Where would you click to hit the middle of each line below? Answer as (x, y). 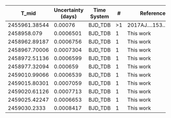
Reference (153, 13)
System (99, 16)
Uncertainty (69, 10)
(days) (69, 16)
